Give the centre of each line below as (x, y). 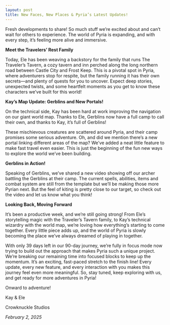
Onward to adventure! (28, 288)
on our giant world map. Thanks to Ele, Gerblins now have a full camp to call (85, 116)
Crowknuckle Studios (27, 307)
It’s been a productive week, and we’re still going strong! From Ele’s (75, 214)
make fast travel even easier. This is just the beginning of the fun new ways (84, 148)
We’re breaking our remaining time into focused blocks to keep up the (78, 256)
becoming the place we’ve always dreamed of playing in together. (74, 235)
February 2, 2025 (24, 317)
